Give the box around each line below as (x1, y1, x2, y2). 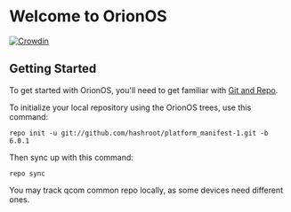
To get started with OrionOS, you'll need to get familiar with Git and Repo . (9, 84, 279, 95)
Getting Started (9, 61, 97, 76)
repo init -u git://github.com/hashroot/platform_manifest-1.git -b (9, 129, 269, 137)
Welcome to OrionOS (9, 6, 167, 27)
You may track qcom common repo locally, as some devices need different (9, 185, 283, 195)
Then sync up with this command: (9, 152, 133, 162)
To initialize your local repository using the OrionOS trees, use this (9, 102, 252, 113)
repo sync (9, 169, 46, 178)
